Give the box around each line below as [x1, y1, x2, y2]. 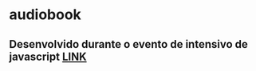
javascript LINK [9, 49, 87, 63]
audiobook [9, 6, 82, 24]
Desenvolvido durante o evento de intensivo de [9, 37, 248, 51]
